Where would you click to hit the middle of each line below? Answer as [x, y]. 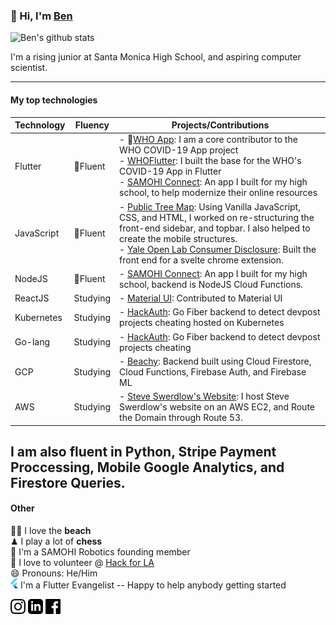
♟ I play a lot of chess [56, 541]
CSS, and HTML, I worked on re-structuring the [217, 217]
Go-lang [32, 342]
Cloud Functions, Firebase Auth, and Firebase [213, 371]
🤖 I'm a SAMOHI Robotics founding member [100, 552]
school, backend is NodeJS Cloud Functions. [211, 284]
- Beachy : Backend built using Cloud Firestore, [215, 361]
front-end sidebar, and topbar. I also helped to [215, 228]
